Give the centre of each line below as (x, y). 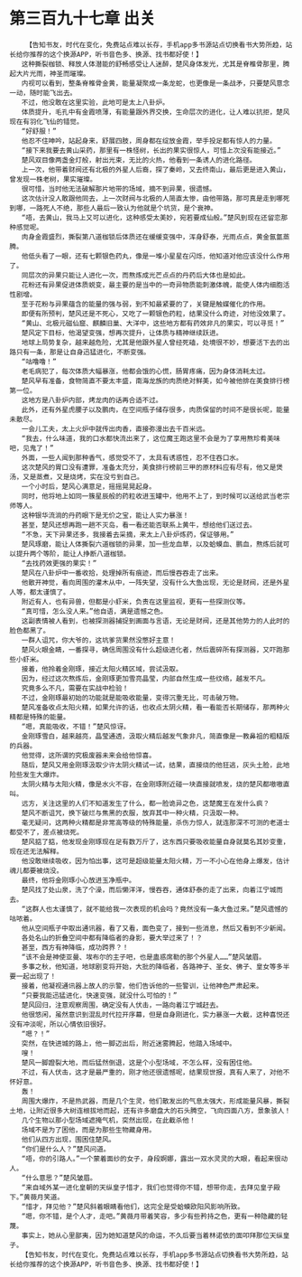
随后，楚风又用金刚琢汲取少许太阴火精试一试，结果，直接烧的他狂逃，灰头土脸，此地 (156, 765)
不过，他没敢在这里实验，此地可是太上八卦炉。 (95, 102)
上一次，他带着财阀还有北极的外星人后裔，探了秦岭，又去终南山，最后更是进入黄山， (156, 169)
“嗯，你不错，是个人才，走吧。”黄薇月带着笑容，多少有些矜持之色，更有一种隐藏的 (151, 1216)
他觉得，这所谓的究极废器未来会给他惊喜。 (88, 756)
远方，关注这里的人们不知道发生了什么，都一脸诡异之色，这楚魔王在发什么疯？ (146, 803)
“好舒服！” (39, 131)
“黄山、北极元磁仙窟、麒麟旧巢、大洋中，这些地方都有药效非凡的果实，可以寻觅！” (153, 323)
